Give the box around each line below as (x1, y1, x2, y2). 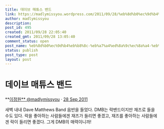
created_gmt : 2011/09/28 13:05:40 (5, 35, 76, 39)
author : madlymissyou (5, 16, 49, 21)
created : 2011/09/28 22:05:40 (5, 30, 67, 35)
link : (5, 12, 16, 17)
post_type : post (5, 52, 38, 57)
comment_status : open (5, 39, 49, 44)
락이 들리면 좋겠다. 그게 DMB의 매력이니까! (10, 119, 92, 125)
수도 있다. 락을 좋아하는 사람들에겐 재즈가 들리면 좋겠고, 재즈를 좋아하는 (5, 113, 141, 119)
